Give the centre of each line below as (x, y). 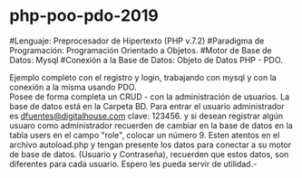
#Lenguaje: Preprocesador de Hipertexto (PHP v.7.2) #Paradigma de (137, 41)
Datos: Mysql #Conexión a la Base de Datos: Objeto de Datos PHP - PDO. (146, 60)
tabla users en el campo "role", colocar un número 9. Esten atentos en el (145, 135)
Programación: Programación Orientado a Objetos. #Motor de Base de (141, 50)
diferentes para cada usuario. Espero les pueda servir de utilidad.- (133, 164)
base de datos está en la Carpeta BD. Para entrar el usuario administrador (147, 106)
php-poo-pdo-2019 (84, 16)
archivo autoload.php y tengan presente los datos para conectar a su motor (151, 145)
